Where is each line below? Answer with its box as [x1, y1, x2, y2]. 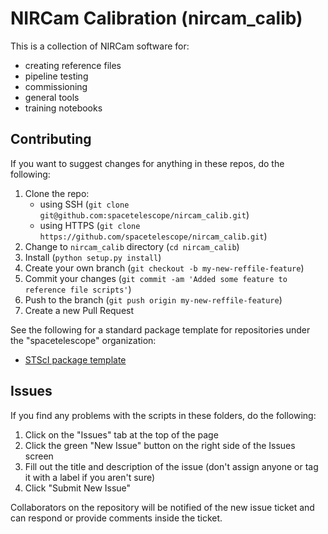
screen [24, 450, 54, 462]
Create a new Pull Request [24, 304, 135, 316]
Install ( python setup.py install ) [24, 251, 162, 263]
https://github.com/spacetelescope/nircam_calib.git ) [39, 230, 268, 242]
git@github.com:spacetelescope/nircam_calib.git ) [39, 208, 250, 221]
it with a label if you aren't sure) [24, 471, 156, 483]
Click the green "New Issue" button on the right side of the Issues [24, 439, 296, 451]
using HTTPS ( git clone [39, 219, 141, 231]
